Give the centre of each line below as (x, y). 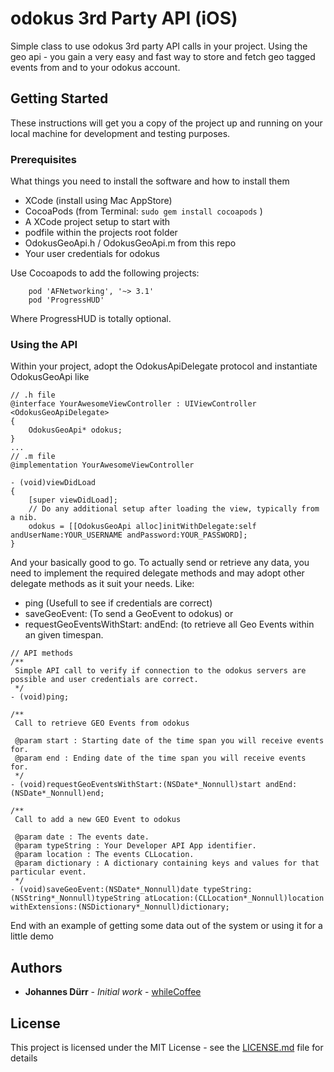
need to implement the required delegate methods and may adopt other (157, 573)
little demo (32, 936)
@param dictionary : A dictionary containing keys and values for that (167, 863)
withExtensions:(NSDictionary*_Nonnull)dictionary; (120, 907)
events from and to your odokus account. (95, 67)
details (24, 1058)
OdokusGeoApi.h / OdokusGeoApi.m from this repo (130, 243)
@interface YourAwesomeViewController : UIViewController (133, 404)
